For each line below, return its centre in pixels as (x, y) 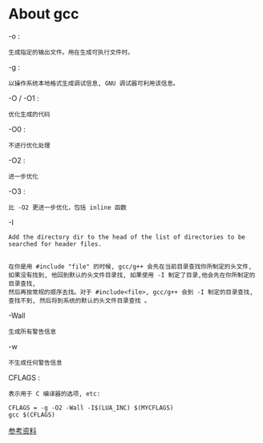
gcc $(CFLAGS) (32, 415)
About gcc (44, 14)
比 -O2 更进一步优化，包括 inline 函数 (67, 207)
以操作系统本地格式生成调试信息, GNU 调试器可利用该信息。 (94, 83)
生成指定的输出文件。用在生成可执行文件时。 (71, 52)
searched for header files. (55, 244)
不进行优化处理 (29, 145)
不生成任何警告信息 (35, 362)
